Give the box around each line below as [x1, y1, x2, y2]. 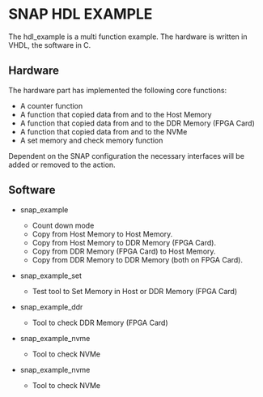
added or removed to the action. [8, 160, 116, 169]
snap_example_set [19, 271, 83, 280]
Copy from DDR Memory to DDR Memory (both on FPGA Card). [32, 254, 243, 264]
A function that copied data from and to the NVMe [19, 126, 188, 136]
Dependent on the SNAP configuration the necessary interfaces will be [8, 151, 245, 160]
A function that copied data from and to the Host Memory [19, 109, 212, 119]
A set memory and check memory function [19, 135, 163, 145]
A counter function [19, 100, 83, 110]
